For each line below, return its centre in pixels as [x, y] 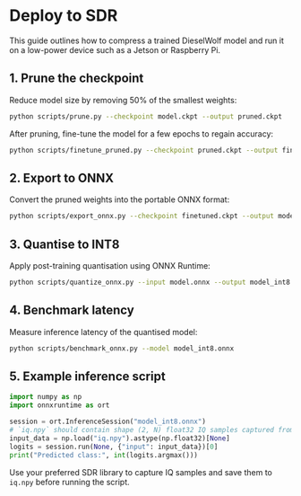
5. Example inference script [87, 376]
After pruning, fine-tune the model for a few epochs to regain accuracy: [142, 133]
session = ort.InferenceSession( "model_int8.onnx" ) [107, 422]
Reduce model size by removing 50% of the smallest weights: [123, 100]
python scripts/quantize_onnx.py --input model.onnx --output [128, 282]
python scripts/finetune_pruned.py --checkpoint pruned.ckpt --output [144, 150]
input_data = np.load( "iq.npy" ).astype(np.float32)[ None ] [120, 438]
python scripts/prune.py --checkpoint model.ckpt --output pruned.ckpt [146, 116]
